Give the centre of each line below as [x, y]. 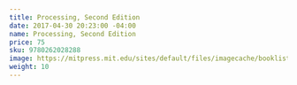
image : [21, 58]
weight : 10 [29, 67]
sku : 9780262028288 [45, 50]
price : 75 [27, 42]
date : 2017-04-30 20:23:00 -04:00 [73, 26]
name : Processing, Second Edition [73, 34]
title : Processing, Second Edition [75, 17]
